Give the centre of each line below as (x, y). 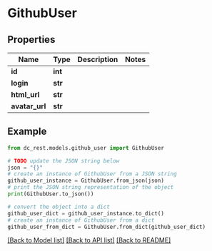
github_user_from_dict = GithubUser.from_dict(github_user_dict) (106, 227)
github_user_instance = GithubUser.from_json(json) (86, 181)
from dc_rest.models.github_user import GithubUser (86, 148)
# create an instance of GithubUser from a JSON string (92, 174)
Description (98, 60)
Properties (31, 40)
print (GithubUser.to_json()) (51, 194)
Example (27, 132)
